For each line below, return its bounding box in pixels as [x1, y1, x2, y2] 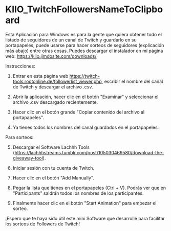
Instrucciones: [5, 63, 36, 69]
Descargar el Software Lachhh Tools [12, 144, 90, 150]
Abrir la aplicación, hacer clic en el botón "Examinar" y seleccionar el [12, 94, 159, 100]
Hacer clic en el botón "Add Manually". [12, 175, 95, 181]
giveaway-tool [12, 155, 44, 161]
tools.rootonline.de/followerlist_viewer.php [12, 78, 102, 84]
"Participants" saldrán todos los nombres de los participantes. [12, 190, 144, 196]
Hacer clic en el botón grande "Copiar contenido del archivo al [12, 109, 145, 115]
